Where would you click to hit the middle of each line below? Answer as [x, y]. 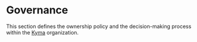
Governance [37, 10]
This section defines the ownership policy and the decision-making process [99, 26]
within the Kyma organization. [42, 32]
